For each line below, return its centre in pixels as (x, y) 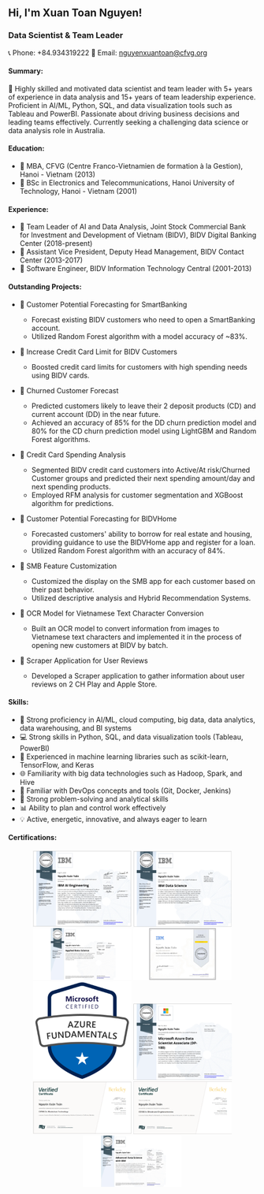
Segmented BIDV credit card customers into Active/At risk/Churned (141, 470)
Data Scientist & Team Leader (66, 35)
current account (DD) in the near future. (96, 414)
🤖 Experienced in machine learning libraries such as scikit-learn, (124, 757)
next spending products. (71, 486)
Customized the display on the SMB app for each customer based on (143, 581)
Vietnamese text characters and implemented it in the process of (136, 637)
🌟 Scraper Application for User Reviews (84, 660)
